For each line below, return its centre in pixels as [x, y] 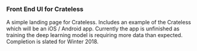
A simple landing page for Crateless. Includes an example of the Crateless [99, 22]
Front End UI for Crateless [45, 9]
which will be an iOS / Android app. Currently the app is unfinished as [93, 29]
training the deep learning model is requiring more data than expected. [95, 35]
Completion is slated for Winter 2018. [52, 42]
